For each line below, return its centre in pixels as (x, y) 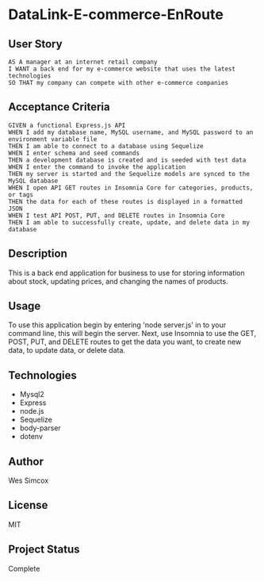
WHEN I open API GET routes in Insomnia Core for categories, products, (131, 188)
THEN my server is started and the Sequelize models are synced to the (129, 174)
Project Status (44, 550)
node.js (32, 411)
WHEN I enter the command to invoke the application (97, 167)
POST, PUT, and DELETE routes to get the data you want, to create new (125, 342)
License (28, 505)
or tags (21, 195)
